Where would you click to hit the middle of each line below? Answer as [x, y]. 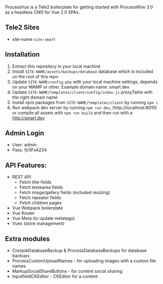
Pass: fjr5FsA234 [29, 150]
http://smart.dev [28, 118]
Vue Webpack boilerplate [37, 208]
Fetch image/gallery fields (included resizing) [65, 193]
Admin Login [25, 133]
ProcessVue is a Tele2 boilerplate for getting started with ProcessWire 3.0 [79, 7]
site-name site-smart [34, 39]
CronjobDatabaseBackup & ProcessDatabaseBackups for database [79, 250]
